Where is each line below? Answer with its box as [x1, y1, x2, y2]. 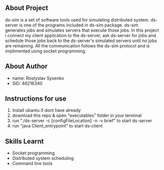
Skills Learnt [5, 137, 44, 146]
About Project [5, 4, 48, 12]
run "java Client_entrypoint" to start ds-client [12, 123, 103, 129]
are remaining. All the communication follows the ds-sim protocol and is [5, 42, 150, 48]
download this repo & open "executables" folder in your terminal [12, 112, 142, 119]
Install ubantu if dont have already [12, 107, 81, 113]
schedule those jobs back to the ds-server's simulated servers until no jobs [5, 38, 157, 43]
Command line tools [12, 161, 53, 167]
